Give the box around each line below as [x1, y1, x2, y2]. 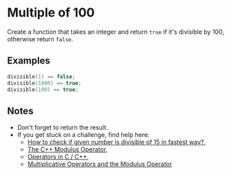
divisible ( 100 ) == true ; [7, 86, 79, 93]
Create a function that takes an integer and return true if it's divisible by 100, [7, 28, 225, 36]
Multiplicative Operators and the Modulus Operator [27, 160, 172, 168]
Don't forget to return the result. [17, 123, 108, 132]
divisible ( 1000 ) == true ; [7, 79, 81, 87]
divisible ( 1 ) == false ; [7, 73, 76, 80]
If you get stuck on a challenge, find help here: [17, 131, 150, 139]
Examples [7, 55, 50, 67]
